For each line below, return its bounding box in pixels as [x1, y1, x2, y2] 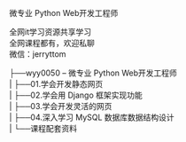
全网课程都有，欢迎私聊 [9, 38, 95, 48]
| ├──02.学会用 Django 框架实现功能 [9, 90, 143, 100]
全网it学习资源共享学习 [9, 27, 91, 37]
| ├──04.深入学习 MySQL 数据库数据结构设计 [9, 112, 174, 122]
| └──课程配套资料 [9, 123, 78, 133]
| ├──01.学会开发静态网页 [9, 79, 104, 89]
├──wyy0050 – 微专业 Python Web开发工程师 [9, 67, 177, 78]
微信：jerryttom [9, 49, 66, 59]
